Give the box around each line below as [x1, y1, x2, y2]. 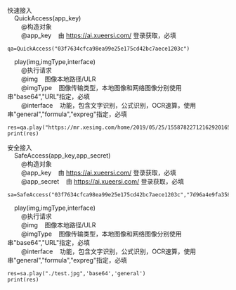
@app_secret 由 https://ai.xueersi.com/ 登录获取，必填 [20, 177, 185, 185]
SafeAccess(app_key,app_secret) [13, 151, 111, 160]
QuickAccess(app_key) [13, 14, 81, 23]
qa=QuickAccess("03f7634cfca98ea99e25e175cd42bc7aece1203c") [7, 45, 190, 52]
